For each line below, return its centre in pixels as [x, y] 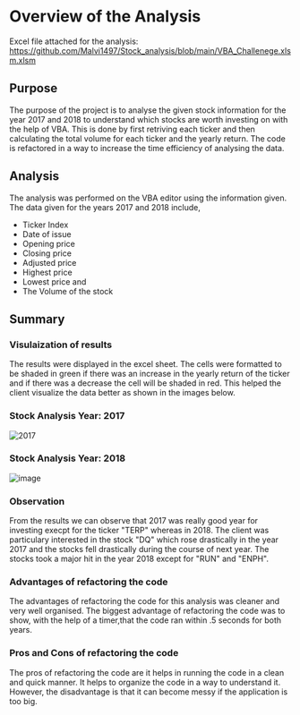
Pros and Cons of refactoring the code [94, 653]
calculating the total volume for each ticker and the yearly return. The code [148, 138]
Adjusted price [49, 262]
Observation [37, 501]
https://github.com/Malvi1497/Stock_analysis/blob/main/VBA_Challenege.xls [150, 50]
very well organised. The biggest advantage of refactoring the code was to [147, 611]
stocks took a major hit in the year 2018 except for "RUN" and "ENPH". [139, 559]
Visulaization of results [61, 345]
